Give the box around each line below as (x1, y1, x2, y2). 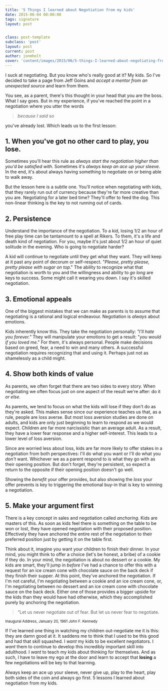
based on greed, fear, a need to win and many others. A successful (5, 344, 143, 351)
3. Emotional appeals (5, 295, 72, 303)
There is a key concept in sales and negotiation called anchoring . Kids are (5, 515, 157, 521)
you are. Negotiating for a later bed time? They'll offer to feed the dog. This (5, 194, 160, 201)
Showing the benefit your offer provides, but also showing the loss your (5, 476, 152, 482)
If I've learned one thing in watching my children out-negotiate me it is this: (5, 627, 159, 633)
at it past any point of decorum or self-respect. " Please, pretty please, (5, 259, 150, 265)
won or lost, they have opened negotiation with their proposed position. (5, 525, 152, 531)
